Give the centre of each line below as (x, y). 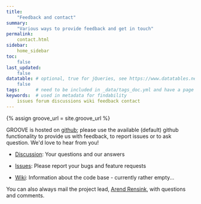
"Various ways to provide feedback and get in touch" (85, 28)
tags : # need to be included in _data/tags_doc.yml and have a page (100, 90)
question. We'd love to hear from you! (53, 142)
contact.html (33, 40)
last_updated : (24, 67)
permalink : (20, 34)
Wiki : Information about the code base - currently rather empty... (95, 177)
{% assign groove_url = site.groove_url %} (58, 118)
